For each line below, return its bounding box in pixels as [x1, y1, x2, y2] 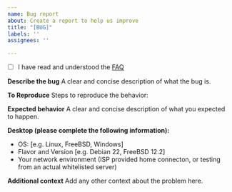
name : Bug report [7, 10, 59, 18]
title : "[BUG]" [7, 24, 53, 31]
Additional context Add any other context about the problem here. [7, 176, 203, 186]
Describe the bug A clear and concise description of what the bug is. [7, 77, 211, 86]
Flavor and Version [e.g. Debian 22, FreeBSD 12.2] [17, 148, 166, 156]
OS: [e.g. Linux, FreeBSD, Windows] [17, 140, 123, 148]
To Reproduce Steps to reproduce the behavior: [7, 91, 148, 100]
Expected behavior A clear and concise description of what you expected [7, 105, 226, 113]
